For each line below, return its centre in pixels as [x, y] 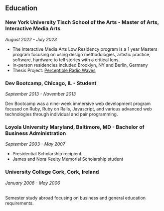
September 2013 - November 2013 [41, 94]
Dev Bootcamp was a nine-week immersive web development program [78, 104]
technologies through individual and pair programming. [62, 114]
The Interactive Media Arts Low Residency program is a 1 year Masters [85, 49]
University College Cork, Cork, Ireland [52, 172]
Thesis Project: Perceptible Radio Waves [54, 70]
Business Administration [36, 133]
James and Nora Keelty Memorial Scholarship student [68, 159]
